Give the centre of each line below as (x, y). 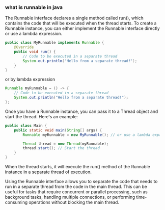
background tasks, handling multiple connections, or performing (70, 197)
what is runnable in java (34, 7)
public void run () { (35, 52)
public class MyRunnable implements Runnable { (55, 43)
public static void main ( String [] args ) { (58, 130)
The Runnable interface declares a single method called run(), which (74, 18)
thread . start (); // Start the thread (61, 148)
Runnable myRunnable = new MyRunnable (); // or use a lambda (87, 135)
